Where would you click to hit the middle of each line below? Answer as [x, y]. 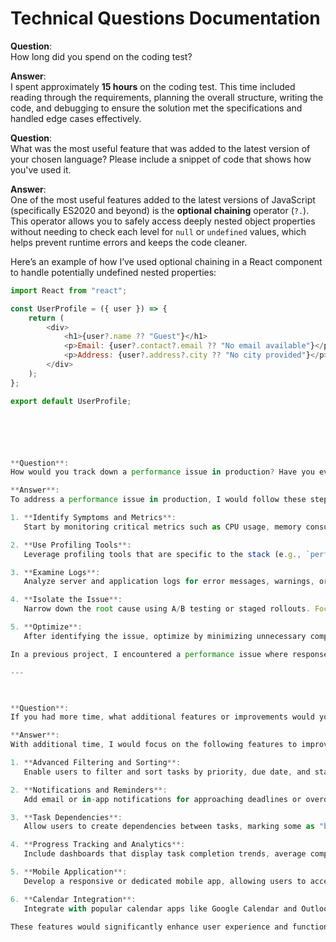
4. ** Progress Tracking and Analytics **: [98, 845]
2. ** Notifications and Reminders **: [89, 790]
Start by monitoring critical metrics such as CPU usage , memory [162, 527]
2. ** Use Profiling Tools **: [71, 545]
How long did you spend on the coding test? [101, 56]
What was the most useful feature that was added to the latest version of [160, 148]
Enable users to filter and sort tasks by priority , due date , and [167, 772]
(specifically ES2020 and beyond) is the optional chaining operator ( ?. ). [160, 210]
